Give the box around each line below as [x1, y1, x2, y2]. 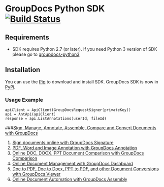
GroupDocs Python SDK [5, 3, 105, 14]
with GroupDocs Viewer [12, 171, 61, 177]
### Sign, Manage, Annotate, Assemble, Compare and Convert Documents [5, 125, 157, 131]
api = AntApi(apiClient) [5, 112, 56, 117]
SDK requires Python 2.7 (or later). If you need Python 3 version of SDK [12, 46, 158, 52]
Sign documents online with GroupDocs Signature [12, 140, 114, 146]
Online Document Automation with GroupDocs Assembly [12, 176, 128, 183]
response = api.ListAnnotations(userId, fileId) [5, 116, 107, 121]
